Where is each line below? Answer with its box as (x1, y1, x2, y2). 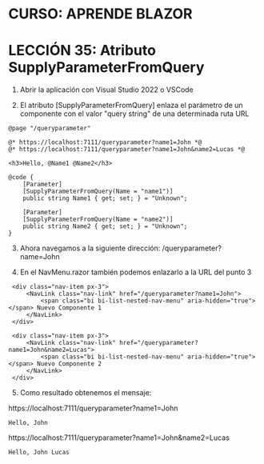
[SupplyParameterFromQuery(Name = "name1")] (22, 187, 174, 196)
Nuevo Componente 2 (37, 360, 102, 368)
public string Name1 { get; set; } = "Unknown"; (22, 194, 188, 202)
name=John (19, 252, 60, 262)
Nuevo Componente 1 (37, 304, 102, 312)
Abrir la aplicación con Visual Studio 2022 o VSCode (19, 85, 194, 94)
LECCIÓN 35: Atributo (8, 42, 156, 60)
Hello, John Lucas (8, 449, 70, 457)
